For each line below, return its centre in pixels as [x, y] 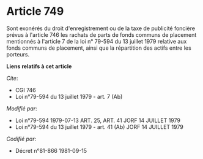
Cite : [12, 78]
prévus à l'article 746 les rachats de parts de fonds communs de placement [102, 34]
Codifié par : [21, 139]
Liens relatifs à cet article [39, 66]
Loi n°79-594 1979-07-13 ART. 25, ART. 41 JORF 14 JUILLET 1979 [98, 120]
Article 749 [35, 11]
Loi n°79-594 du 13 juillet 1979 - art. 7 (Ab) [69, 96]
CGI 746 [26, 90]
